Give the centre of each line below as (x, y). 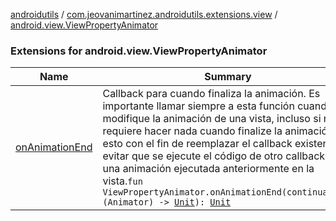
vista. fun (122, 181)
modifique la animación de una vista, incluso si (212, 119)
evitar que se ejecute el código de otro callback (214, 156)
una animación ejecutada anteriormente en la (208, 169)
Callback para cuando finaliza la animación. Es (211, 94)
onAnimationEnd (54, 147)
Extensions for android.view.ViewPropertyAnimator (139, 51)
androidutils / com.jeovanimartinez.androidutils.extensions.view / (144, 14)
